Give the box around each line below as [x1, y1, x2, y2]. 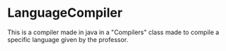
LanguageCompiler [7, 5, 123, 21]
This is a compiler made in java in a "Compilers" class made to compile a [7, 28, 220, 36]
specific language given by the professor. [7, 35, 129, 43]
